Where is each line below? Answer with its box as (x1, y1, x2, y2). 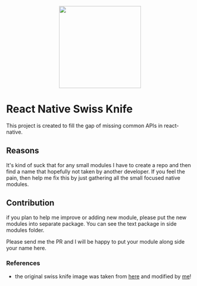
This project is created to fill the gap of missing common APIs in (6, 122, 163, 129)
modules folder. (6, 226, 45, 233)
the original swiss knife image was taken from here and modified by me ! (14, 272, 192, 280)
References (6, 259, 40, 267)
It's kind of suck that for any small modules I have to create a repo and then (6, 161, 192, 168)
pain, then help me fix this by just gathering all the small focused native (6, 174, 180, 182)
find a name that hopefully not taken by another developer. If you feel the (6, 168, 186, 175)
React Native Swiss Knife (6, 102, 133, 116)
